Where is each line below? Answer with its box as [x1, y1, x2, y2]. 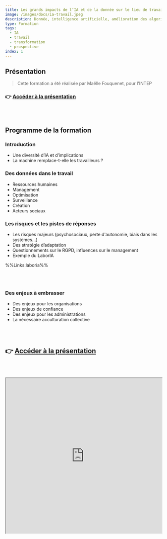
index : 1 [5, 49, 23, 54]
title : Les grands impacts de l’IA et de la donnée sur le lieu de [5, 7, 148, 12]
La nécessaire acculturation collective [12, 317, 90, 323]
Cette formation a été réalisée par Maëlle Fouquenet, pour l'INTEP [17, 81, 152, 87]
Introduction [5, 141, 36, 148]
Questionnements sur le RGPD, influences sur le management [12, 247, 139, 253]
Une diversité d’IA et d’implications [12, 152, 84, 158]
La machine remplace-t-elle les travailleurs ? [12, 158, 103, 164]
